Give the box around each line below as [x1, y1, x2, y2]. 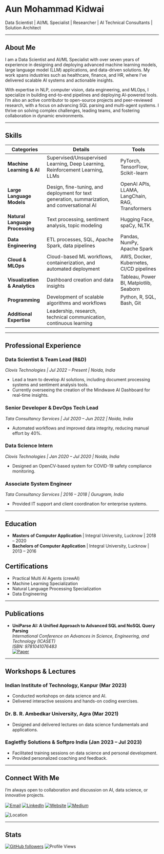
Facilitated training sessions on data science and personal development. [12, 750, 158, 756]
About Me [5, 43, 36, 52]
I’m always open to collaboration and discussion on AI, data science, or [5, 787, 148, 792]
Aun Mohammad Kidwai [5, 3, 104, 15]
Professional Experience [5, 341, 82, 350]
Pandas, [120, 233, 139, 240]
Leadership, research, [46, 307, 97, 314]
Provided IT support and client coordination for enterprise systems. [12, 501, 147, 507]
